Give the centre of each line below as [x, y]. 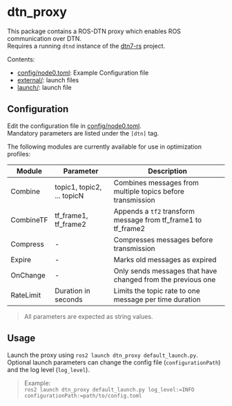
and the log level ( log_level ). [48, 369]
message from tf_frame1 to [158, 220]
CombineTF [29, 220]
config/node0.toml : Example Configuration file [83, 73]
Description [168, 171]
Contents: [21, 59]
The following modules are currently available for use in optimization [105, 147]
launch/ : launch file [45, 87]
